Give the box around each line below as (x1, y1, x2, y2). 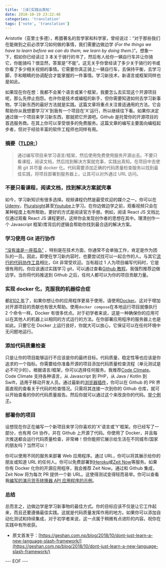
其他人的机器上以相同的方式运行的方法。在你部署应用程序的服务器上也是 (13, 316, 161, 322)
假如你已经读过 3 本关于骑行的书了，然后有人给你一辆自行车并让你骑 (13, 54, 153, 60)
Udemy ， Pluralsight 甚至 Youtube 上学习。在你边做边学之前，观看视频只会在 (5, 203, 158, 209)
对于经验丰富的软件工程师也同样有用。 (22, 126, 100, 132)
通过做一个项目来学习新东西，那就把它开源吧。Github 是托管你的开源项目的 (5, 114, 159, 120)
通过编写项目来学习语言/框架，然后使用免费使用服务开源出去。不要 (17, 152, 153, 158)
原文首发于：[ (12, 532, 41, 538)
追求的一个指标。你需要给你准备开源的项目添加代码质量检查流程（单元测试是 (5, 360, 161, 367)
